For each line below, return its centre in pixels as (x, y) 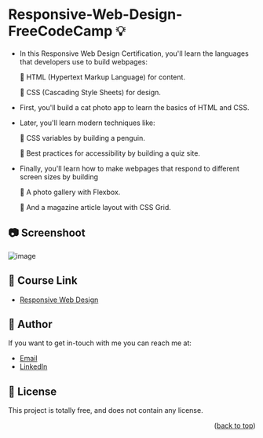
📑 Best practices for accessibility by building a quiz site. (110, 153)
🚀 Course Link (43, 281)
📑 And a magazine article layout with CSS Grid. (95, 207)
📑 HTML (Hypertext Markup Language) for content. (102, 77)
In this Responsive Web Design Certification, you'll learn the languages (134, 53)
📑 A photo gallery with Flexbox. (70, 192)
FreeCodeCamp (60, 31)
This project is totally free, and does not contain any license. (106, 410)
